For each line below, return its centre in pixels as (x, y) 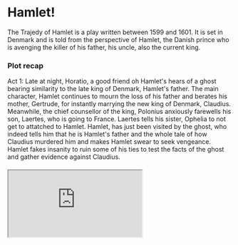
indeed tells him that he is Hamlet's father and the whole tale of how (107, 134)
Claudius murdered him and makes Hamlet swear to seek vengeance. (109, 142)
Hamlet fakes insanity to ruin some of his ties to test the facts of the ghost (116, 150)
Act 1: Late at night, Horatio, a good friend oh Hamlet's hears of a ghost (112, 81)
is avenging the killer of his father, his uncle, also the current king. (104, 47)
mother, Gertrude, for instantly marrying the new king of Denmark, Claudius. (119, 104)
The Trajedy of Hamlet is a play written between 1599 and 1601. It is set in (115, 32)
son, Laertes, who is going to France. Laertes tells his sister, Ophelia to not (117, 119)
